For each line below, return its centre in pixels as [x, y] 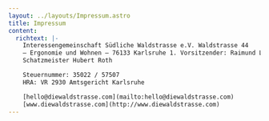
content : [23, 30]
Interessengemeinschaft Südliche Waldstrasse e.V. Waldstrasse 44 [136, 46]
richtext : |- [37, 38]
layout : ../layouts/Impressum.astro [69, 16]
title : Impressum [37, 23]
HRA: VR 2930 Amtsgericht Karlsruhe [84, 82]
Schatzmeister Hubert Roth [68, 61]
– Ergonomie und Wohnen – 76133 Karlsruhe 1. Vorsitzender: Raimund [139, 53]
